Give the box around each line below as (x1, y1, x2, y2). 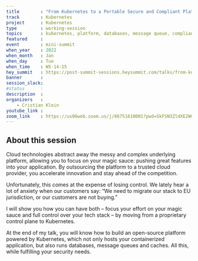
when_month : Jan (6, 53, 54, 59)
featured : (6, 36, 44, 42)
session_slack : (6, 80, 44, 86)
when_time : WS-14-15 (6, 63, 67, 70)
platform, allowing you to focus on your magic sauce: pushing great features (6, 157, 192, 165)
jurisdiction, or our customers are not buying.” (6, 194, 118, 201)
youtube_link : (6, 108, 44, 114)
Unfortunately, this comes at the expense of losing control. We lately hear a (6, 181, 189, 188)
